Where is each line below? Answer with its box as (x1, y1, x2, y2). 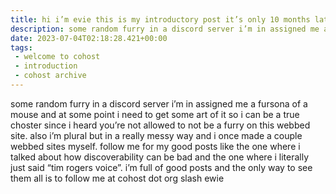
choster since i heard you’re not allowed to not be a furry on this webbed (10, 119, 311, 131)
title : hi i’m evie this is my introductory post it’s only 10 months (10, 14, 311, 25)
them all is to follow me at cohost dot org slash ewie (10, 172, 225, 184)
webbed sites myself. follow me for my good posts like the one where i (10, 140, 301, 152)
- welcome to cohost (14, 52, 101, 62)
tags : (10, 42, 33, 53)
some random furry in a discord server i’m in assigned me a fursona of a (10, 97, 308, 110)
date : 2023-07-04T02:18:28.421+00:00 (10, 33, 168, 43)
